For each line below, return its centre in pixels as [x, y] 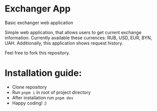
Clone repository [29, 87]
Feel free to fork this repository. [37, 53]
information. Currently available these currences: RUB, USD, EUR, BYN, [78, 38]
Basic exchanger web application [39, 23]
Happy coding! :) [29, 103]
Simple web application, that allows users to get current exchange [73, 32]
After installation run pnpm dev [43, 97]
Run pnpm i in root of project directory [51, 92]
